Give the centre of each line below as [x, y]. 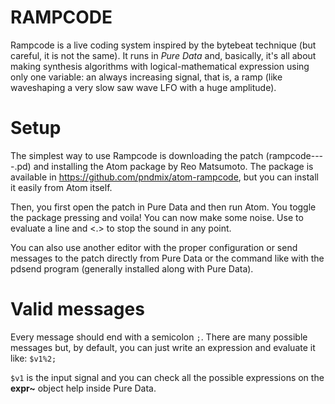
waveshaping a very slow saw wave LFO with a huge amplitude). [143, 87]
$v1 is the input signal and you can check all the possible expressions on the [167, 377]
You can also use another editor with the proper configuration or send [154, 247]
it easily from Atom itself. [61, 187]
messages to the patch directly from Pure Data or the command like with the [167, 258]
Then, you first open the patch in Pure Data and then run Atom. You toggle [163, 207]
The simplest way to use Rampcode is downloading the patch [137, 155]
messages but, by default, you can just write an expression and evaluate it [163, 347]
